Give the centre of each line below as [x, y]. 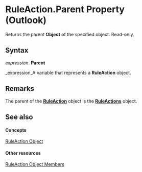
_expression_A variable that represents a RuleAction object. [68, 72]
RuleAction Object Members [35, 164]
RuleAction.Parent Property [65, 9]
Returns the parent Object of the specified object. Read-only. [70, 34]
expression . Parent [25, 63]
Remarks [20, 89]
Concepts [16, 130]
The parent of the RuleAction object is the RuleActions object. [71, 101]
